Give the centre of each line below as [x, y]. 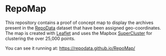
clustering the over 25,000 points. [40, 38]
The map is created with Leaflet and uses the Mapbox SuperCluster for [79, 33]
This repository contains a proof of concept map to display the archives [79, 22]
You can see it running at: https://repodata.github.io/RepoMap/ [70, 48]
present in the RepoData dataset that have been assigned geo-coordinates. [83, 27]
